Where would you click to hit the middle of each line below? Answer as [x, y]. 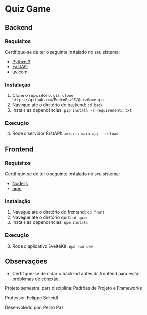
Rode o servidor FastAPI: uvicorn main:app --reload [65, 133]
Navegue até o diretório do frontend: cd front [59, 212]
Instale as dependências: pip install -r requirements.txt [72, 110]
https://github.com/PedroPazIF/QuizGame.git [58, 100]
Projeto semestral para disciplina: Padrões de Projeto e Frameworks [73, 288]
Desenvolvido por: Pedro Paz [35, 307]
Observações [26, 262]
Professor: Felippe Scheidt [32, 298]
